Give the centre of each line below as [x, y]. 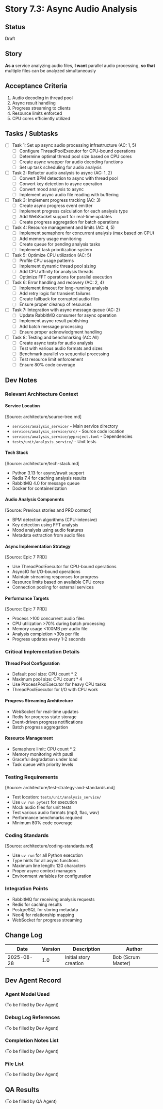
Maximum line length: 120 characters [49, 866]
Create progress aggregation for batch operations [69, 222]
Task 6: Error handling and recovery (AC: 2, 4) [58, 282]
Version [51, 949]
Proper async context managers [44, 871]
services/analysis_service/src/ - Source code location [68, 431]
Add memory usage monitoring [50, 239]
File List [14, 1064]
